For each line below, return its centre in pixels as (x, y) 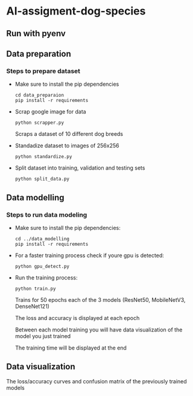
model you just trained (43, 336)
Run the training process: (46, 277)
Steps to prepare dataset (43, 71)
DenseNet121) (32, 306)
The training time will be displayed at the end (71, 348)
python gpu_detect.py (42, 266)
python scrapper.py (40, 123)
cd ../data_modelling (42, 239)
